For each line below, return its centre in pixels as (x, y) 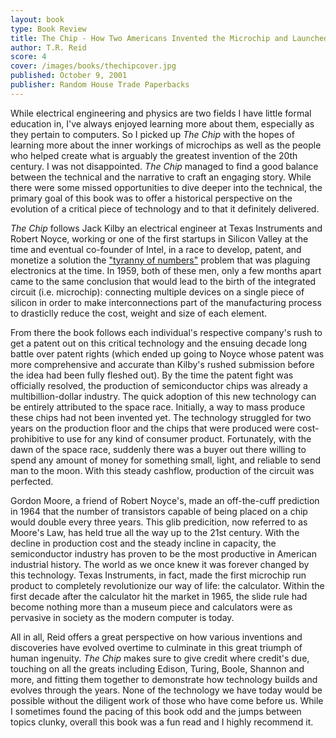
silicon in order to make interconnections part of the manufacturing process (166, 302)
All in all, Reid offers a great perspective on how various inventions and (156, 637)
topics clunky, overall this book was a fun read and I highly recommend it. (162, 722)
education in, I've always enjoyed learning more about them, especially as (162, 123)
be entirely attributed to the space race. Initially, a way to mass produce (158, 407)
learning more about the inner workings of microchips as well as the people (166, 145)
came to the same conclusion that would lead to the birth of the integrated (163, 281)
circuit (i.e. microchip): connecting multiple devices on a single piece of (157, 292)
